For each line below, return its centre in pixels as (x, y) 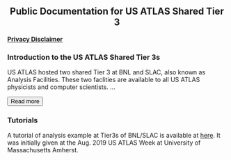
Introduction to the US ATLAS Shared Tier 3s (84, 57)
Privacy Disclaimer (35, 39)
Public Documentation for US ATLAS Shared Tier (117, 11)
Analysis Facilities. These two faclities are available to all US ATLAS (104, 80)
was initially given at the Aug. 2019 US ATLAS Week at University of (104, 143)
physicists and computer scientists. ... (62, 87)
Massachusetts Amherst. (43, 150)
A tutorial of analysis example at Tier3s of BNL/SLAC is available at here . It (114, 136)
